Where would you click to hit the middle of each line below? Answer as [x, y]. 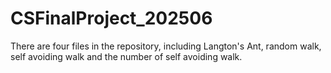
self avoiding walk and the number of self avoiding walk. [126, 56]
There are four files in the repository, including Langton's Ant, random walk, [166, 46]
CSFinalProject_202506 [111, 18]
